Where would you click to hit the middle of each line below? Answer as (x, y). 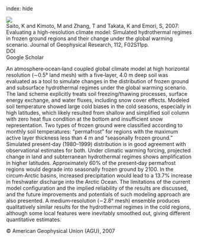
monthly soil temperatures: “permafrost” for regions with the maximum (92, 132)
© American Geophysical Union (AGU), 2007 (61, 231)
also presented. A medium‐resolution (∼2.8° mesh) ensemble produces (93, 201)
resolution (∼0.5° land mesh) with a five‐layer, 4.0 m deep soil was (87, 75)
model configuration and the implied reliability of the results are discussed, (97, 188)
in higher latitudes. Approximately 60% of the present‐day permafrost (91, 163)
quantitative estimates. (34, 219)
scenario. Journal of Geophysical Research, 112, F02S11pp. (78, 45)
